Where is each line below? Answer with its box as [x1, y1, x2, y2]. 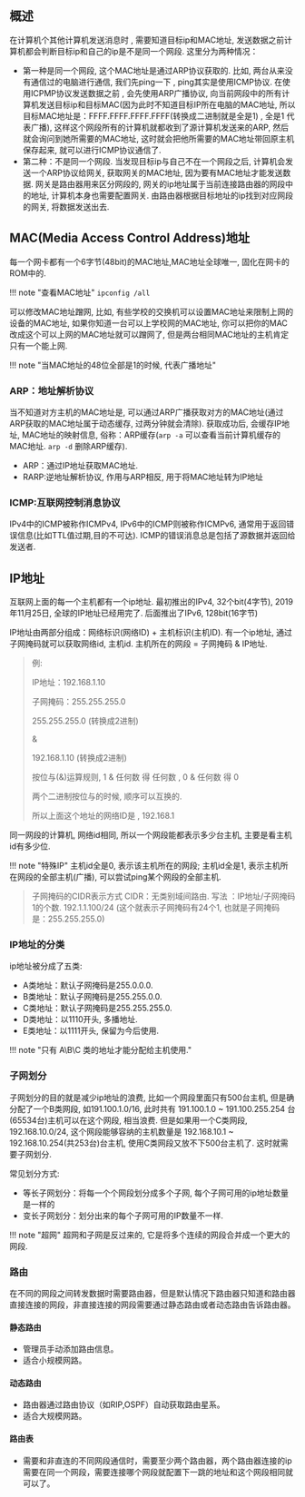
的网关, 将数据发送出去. [22, 201, 110, 212]
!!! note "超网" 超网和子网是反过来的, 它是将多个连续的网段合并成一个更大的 [9, 1229, 290, 1240]
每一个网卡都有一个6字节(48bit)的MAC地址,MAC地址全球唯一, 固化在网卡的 [9, 256, 290, 267]
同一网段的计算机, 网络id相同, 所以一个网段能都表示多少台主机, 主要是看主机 [9, 830, 292, 841]
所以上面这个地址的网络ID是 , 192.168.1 [31, 811, 175, 822]
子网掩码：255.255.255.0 [31, 696, 126, 707]
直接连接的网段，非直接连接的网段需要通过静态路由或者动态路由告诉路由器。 [9, 1299, 296, 1310]
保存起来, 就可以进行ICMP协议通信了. [22, 144, 162, 155]
